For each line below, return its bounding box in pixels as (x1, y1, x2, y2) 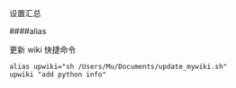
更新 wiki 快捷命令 (9, 44, 77, 55)
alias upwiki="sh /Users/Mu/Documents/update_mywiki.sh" (9, 62, 228, 71)
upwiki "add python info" (9, 70, 106, 79)
